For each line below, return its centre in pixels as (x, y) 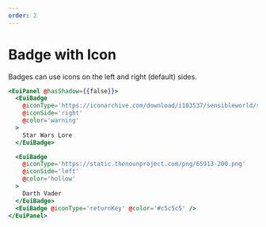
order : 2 (23, 15)
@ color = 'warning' (51, 121)
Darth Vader (42, 193)
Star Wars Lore (47, 135)
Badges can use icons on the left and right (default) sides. (103, 77)
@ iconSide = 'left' (51, 172)
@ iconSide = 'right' (53, 113)
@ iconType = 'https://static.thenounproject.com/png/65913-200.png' (134, 164)
